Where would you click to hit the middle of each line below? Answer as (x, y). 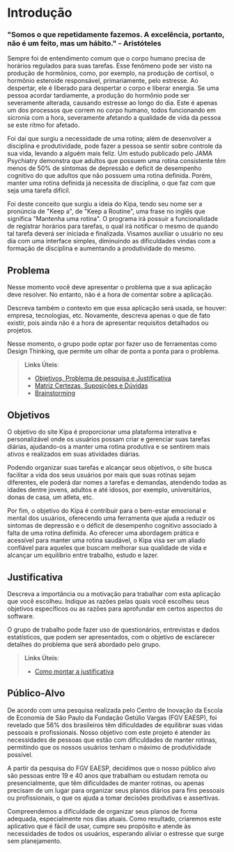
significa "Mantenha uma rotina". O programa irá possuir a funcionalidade (112, 219)
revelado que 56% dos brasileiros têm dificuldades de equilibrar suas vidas (115, 725)
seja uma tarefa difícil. (39, 190)
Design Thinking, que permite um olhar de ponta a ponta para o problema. (114, 351)
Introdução (40, 13)
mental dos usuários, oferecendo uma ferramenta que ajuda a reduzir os (111, 518)
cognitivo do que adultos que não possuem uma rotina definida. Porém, (110, 176)
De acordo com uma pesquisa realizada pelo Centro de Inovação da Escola (115, 710)
